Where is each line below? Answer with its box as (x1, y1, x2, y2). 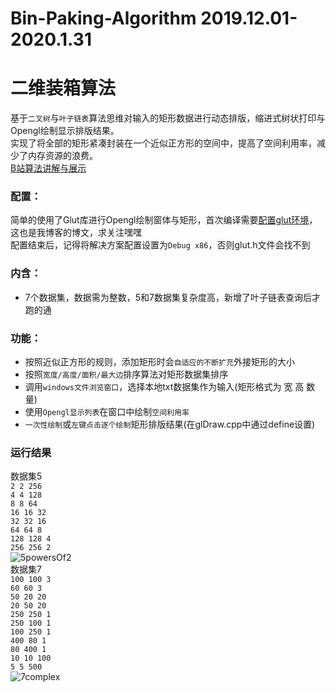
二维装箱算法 (10, 77, 117, 100)
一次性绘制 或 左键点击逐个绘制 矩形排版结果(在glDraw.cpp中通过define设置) (24, 418, 316, 431)
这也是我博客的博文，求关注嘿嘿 (10, 227, 142, 239)
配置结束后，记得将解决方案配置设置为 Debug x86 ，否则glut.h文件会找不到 (10, 239, 311, 251)
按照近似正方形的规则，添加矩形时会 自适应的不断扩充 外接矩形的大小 (24, 356, 295, 368)
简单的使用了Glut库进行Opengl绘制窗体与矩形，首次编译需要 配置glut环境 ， (10, 214, 318, 226)
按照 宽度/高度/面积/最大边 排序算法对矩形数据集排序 (24, 368, 229, 381)
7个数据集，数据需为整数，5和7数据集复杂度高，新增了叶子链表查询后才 (24, 291, 321, 303)
